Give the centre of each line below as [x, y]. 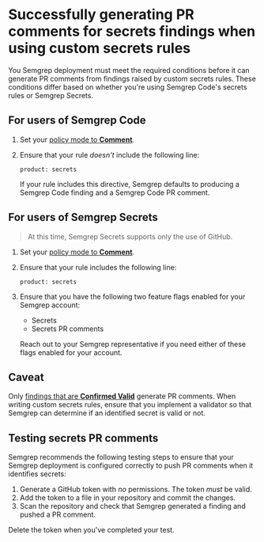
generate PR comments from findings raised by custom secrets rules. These [132, 78]
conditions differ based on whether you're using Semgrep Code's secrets [128, 87]
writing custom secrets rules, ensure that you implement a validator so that [130, 405]
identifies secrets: [38, 474]
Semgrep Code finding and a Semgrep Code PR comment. [115, 193]
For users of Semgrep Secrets [83, 218]
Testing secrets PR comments [83, 438]
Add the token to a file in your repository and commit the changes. [127, 498]
